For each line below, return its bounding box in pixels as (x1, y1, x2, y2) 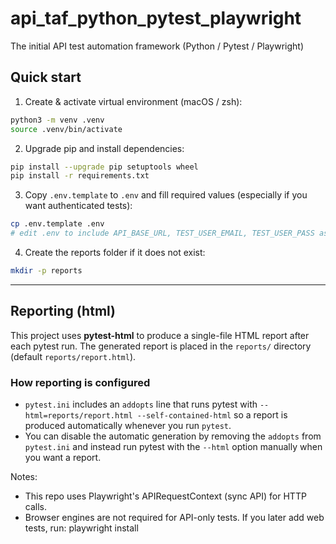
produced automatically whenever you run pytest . (24, 419, 232, 431)
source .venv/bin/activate (10, 124, 123, 134)
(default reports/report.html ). (10, 350, 137, 362)
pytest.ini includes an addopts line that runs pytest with (24, 398, 258, 410)
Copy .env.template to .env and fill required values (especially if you (24, 189, 308, 201)
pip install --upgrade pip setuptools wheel (10, 162, 199, 172)
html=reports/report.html (24, 410, 133, 421)
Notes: (10, 470, 38, 482)
